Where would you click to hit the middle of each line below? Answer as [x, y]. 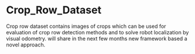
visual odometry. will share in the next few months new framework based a [97, 38]
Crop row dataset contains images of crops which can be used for [86, 26]
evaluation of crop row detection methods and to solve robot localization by [97, 32]
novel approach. [26, 45]
